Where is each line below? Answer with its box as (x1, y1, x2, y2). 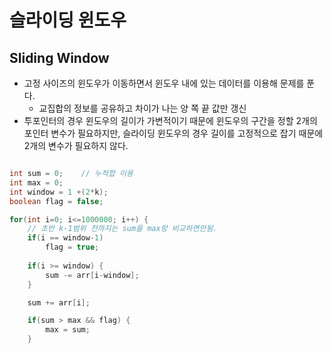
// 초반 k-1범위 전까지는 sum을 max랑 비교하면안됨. (27, 224, 218, 234)
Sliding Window (9, 49, 110, 66)
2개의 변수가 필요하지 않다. (23, 140, 129, 151)
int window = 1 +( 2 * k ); (9, 187, 109, 197)
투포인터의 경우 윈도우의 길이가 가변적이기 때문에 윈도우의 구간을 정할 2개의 (23, 115, 318, 126)
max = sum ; (45, 325, 91, 335)
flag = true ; (45, 242, 100, 253)
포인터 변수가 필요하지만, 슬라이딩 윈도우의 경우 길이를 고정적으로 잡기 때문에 (23, 127, 324, 139)
